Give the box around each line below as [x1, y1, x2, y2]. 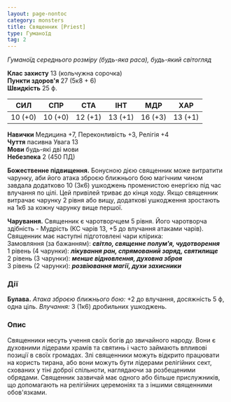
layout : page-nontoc [7, 10, 68, 18]
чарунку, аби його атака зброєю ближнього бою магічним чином [7, 174, 203, 182]
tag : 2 [7, 36, 27, 43]
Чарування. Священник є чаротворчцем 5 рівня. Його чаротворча [7, 217, 208, 226]
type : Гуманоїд [7, 29, 52, 37]
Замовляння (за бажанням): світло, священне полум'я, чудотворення [7, 240, 220, 248]
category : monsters [7, 17, 64, 24]
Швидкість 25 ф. [7, 84, 57, 92]
